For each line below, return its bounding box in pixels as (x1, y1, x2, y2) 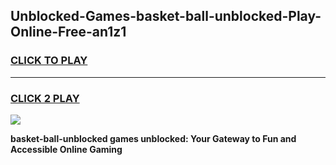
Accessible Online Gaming (10, 143, 123, 155)
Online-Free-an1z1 (10, 24, 127, 41)
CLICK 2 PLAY (10, 91, 80, 105)
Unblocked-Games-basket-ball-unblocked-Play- (10, 8, 322, 25)
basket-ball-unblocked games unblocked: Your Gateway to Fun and (10, 132, 297, 144)
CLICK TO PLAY (10, 54, 88, 68)
